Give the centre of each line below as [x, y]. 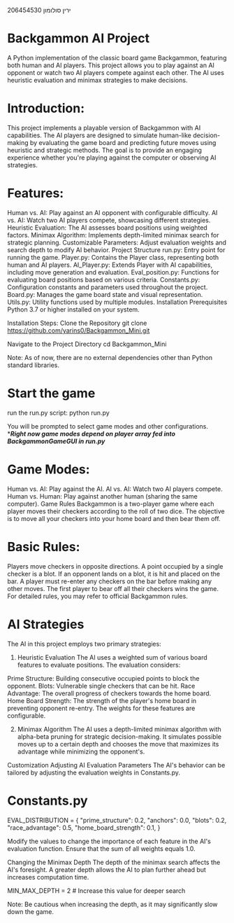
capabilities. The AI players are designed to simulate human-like [100, 135]
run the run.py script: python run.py [58, 412]
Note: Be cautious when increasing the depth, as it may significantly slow [112, 904]
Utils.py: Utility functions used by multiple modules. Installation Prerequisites [117, 302]
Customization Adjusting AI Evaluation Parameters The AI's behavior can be [116, 765]
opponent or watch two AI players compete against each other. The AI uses [116, 72]
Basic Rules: [44, 547]
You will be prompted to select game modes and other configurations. [108, 426]
